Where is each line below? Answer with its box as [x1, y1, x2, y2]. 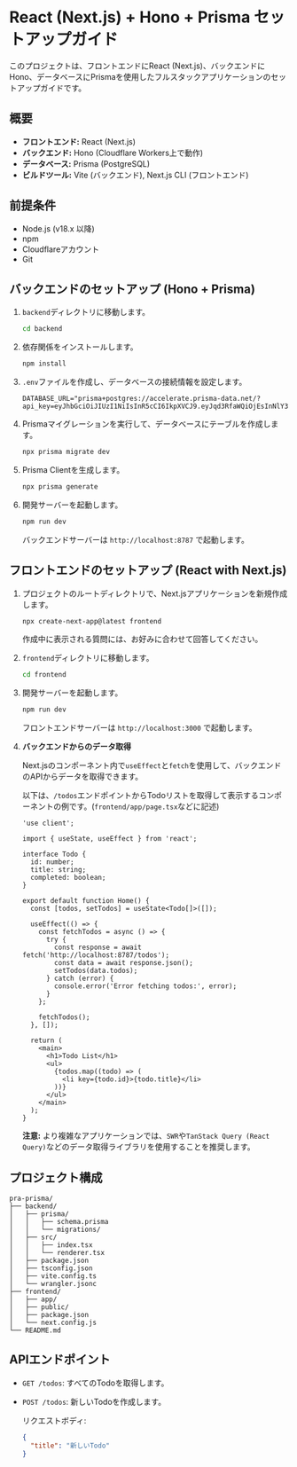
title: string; [30, 866, 87, 875]
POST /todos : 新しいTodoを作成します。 [21, 1396, 167, 1407]
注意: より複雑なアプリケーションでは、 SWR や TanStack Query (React [21, 1131, 270, 1141]
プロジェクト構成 [9, 1170, 103, 1185]
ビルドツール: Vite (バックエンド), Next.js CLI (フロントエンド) [21, 169, 249, 180]
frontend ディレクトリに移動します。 [21, 653, 154, 663]
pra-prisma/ [9, 1194, 53, 1203]
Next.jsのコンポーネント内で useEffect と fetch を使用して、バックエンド [21, 760, 282, 771]
